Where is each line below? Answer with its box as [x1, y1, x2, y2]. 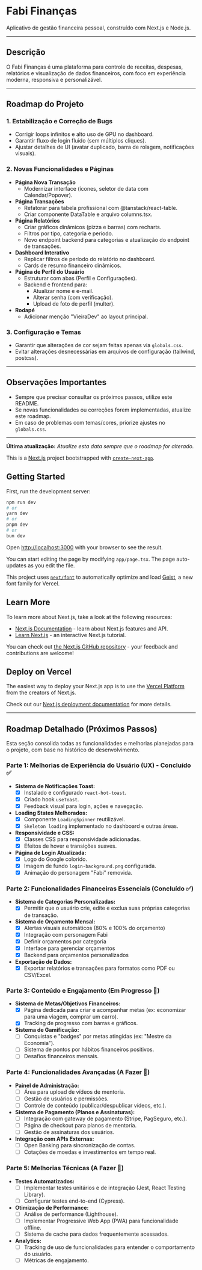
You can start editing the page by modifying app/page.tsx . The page [6, 555, 176, 563]
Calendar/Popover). [23, 191, 73, 199]
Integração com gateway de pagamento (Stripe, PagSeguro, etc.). [23, 1115, 188, 1122]
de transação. [23, 911, 58, 919]
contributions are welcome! [6, 649, 74, 656]
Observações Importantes [6, 377, 107, 387]
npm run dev [6, 499, 36, 505]
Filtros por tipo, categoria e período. [23, 230, 114, 237]
